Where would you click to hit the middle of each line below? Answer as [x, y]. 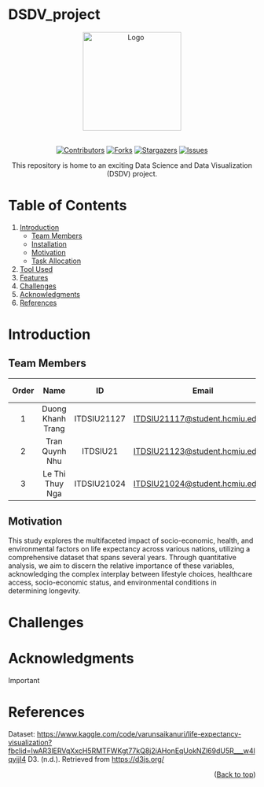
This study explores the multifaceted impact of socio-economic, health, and [131, 540]
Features [34, 277]
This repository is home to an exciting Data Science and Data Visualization [132, 165]
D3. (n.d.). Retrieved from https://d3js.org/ [96, 759]
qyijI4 [17, 759]
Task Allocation [56, 261]
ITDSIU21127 [100, 418]
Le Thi [54, 473]
